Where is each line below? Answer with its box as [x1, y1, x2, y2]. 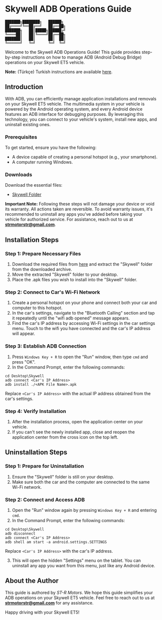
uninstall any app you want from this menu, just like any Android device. [12, 562, 156, 568]
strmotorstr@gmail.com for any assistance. [5, 600, 94, 605]
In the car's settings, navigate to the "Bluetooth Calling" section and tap [12, 310, 155, 316]
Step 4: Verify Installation [5, 408, 66, 414]
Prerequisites [5, 133, 37, 140]
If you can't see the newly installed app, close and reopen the [12, 429, 135, 435]
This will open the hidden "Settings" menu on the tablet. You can [12, 557, 141, 563]
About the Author [5, 577, 59, 585]
